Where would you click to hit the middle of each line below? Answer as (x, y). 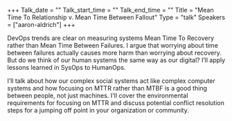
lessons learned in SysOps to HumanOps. (66, 67)
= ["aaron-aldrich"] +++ (41, 25)
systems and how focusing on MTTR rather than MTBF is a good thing (107, 88)
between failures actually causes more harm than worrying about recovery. (114, 53)
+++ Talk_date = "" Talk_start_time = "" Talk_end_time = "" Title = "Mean (110, 10)
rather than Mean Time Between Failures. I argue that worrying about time (113, 45)
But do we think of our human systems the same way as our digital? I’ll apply (116, 60)
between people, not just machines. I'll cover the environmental (98, 95)
